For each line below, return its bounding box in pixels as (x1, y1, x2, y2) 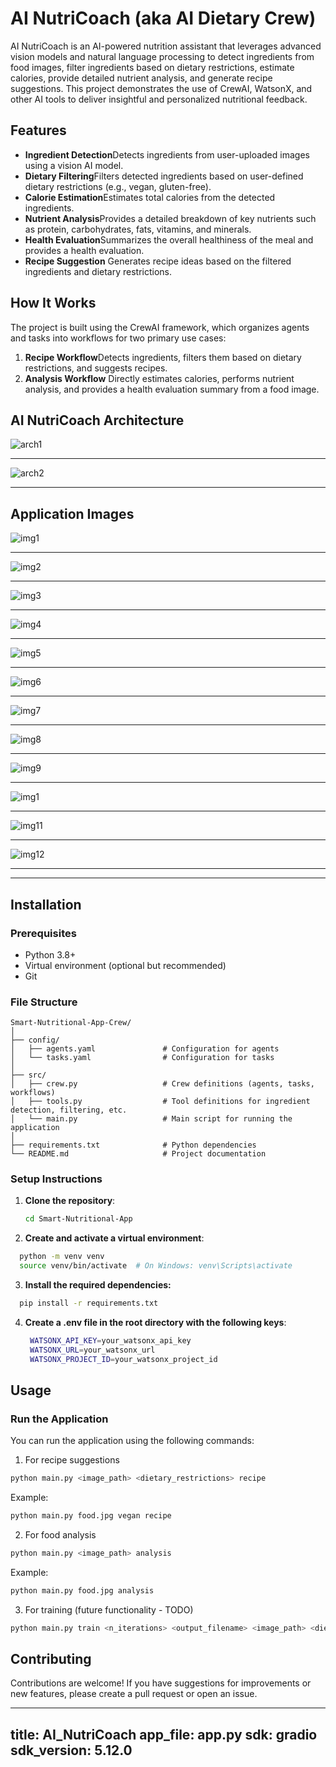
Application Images (10, 505, 135, 522)
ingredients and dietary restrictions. (24, 265, 173, 277)
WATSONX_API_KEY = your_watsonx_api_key (29, 1335, 192, 1346)
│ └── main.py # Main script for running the (10, 1114, 293, 1124)
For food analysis (24, 1529, 97, 1541)
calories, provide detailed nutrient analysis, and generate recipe (10, 72, 273, 84)
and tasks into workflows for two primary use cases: (10, 332, 227, 344)
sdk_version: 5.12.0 (10, 1742, 133, 1759)
